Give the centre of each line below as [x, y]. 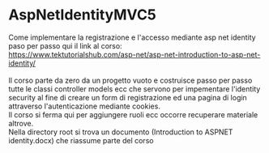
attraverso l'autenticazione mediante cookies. [84, 106]
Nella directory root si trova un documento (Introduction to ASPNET [121, 132]
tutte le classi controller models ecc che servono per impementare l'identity [134, 89]
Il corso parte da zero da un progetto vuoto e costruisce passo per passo [130, 80]
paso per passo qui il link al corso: [66, 45]
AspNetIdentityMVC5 [82, 15]
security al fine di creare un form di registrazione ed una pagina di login [128, 97]
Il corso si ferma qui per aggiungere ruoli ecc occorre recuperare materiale [133, 114]
